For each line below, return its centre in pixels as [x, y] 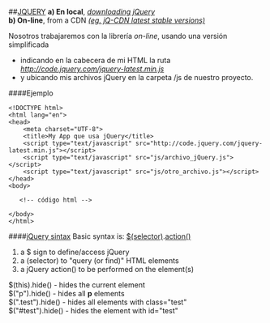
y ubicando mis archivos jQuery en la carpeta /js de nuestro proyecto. [137, 77]
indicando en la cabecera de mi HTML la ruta [95, 60]
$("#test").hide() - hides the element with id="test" [93, 310]
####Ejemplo [31, 93]
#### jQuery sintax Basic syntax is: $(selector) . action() [100, 236]
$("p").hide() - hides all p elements [66, 293]
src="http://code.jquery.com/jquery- [199, 143]
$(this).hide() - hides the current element [77, 285]
